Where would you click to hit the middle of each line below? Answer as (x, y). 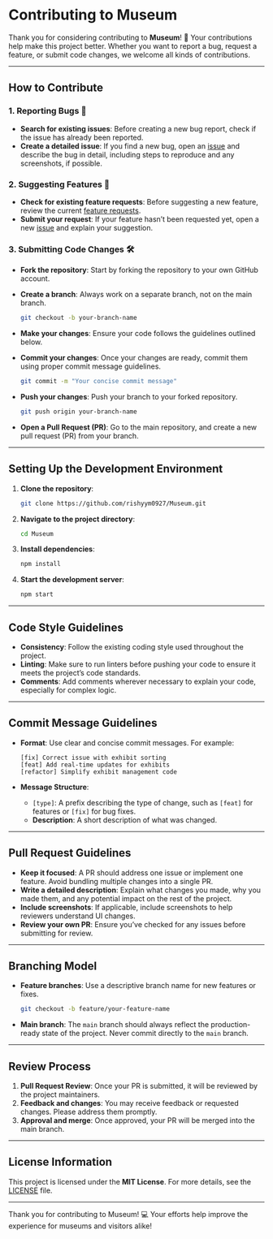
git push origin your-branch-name (78, 412)
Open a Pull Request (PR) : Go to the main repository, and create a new (139, 427)
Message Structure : (54, 787)
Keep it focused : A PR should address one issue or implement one (132, 872)
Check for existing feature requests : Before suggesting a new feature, (139, 201)
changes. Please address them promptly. (89, 1112)
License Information (60, 1162)
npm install (40, 564)
